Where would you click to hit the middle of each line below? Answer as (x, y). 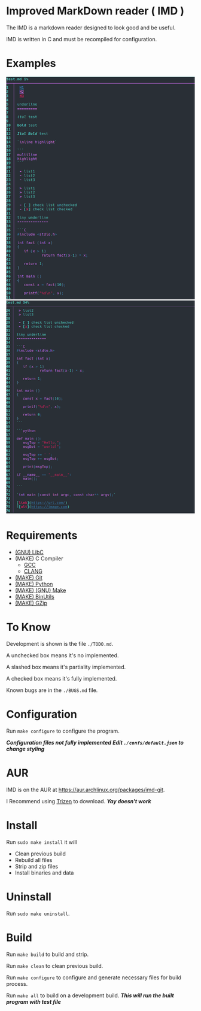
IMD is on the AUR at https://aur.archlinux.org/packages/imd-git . (86, 790)
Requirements (42, 535)
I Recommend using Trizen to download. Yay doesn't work (79, 801)
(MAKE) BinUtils (35, 597)
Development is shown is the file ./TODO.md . (60, 644)
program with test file (34, 1001)
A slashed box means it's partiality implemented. (66, 667)
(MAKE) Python (34, 584)
